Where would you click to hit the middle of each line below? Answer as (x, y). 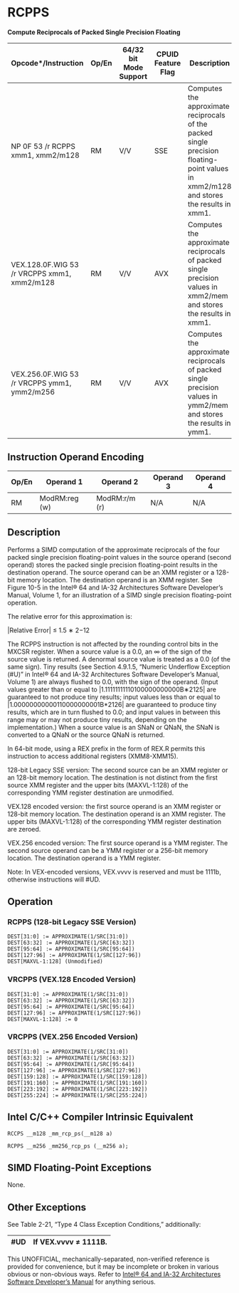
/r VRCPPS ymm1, (41, 383)
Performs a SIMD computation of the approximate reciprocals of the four (114, 550)
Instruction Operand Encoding (76, 457)
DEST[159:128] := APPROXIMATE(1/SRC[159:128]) (78, 1077)
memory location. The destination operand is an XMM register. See (115, 580)
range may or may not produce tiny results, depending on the (97, 719)
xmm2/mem (208, 295)
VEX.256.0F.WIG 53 (45, 374)
